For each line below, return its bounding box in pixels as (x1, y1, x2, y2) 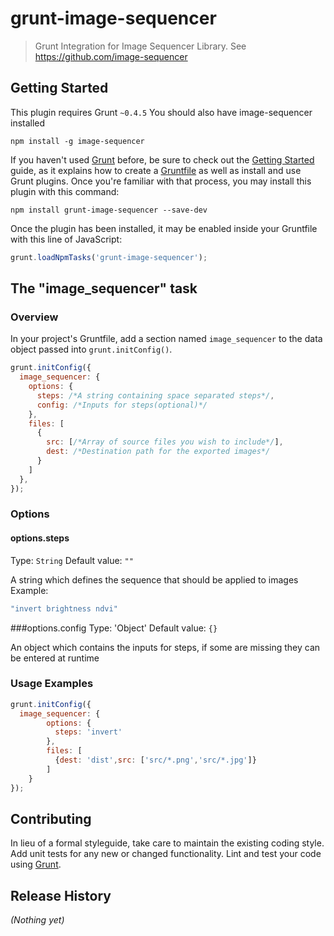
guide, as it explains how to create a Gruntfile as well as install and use (10, 164, 302, 176)
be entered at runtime (10, 652, 100, 664)
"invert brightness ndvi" (10, 603, 118, 614)
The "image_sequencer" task (10, 280, 198, 297)
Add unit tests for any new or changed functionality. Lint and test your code (10, 848, 322, 860)
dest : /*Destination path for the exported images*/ (46, 447, 271, 457)
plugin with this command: (10, 185, 120, 197)
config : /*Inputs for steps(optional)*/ (36, 400, 208, 410)
